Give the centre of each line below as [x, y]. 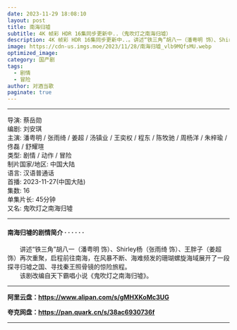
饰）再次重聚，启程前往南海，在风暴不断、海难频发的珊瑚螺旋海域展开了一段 [119, 258]
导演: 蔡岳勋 [25, 120]
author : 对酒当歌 [31, 86]
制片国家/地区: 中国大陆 [41, 164]
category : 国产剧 [31, 60]
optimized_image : [33, 54]
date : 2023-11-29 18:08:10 [47, 14]
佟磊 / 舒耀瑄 [26, 147]
